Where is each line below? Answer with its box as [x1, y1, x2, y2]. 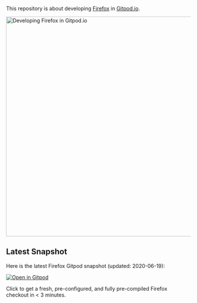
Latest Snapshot [6, 247, 67, 257]
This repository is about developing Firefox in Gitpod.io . [6, 5, 140, 12]
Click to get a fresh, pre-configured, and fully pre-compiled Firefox [6, 285, 168, 292]
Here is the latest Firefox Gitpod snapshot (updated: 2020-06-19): [6, 262, 165, 269]
